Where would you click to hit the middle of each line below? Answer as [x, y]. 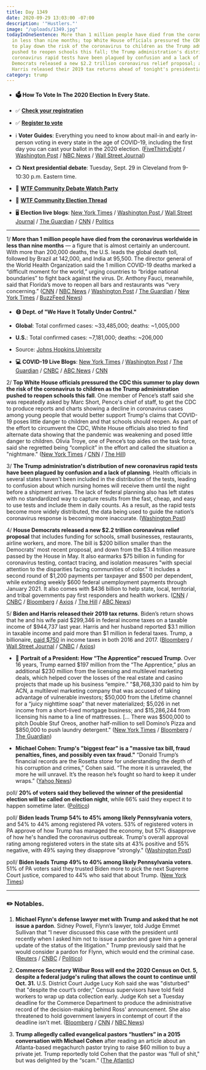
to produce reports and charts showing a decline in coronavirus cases [95, 408]
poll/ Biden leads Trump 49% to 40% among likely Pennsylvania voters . [100, 862]
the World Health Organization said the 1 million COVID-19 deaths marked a [101, 265]
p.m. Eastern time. [54, 177]
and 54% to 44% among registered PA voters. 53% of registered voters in [100, 824]
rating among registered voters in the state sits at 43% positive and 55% [98, 844]
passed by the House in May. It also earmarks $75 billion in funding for [96, 556]
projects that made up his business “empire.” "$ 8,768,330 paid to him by [107, 684]
